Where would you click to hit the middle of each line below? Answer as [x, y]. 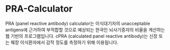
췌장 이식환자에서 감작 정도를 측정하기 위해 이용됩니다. [64, 42]
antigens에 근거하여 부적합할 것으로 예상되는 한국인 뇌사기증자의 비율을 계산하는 [85, 30]
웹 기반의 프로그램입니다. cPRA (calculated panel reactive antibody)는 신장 [81, 36]
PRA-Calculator [39, 9]
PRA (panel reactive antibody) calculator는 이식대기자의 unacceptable [78, 23]
